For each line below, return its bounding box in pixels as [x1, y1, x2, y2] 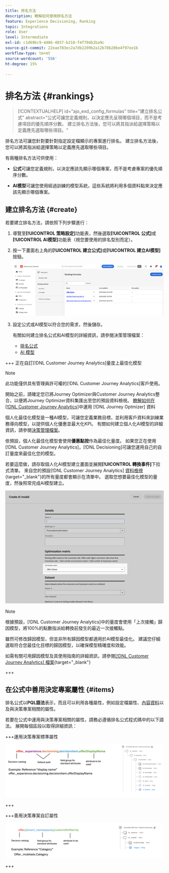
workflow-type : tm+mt [5, 50, 51, 56]
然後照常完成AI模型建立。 [14, 480, 67, 486]
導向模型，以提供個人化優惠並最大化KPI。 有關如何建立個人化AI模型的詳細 [9, 420, 163, 426]
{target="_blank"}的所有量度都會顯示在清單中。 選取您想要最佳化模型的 [5, 473, 153, 479]
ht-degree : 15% [5, 61, 37, 67]
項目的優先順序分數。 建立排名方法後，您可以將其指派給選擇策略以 [22, 121, 160, 127]
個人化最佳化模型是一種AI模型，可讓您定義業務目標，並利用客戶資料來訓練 [5, 414, 159, 420]
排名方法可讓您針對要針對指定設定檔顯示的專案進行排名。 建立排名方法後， [5, 138, 161, 144]
